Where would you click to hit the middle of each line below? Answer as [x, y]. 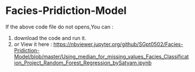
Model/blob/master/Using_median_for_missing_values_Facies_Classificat [101, 56]
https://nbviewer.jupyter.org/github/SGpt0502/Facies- [118, 44]
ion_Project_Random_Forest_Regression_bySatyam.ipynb [83, 63]
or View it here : [33, 44]
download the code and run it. [50, 38]
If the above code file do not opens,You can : [59, 27]
